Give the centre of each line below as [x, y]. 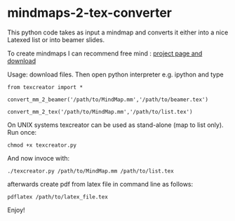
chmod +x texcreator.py [42, 145]
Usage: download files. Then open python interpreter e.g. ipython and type [115, 74]
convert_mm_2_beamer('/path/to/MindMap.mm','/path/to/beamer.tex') [108, 100]
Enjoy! [16, 210]
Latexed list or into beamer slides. [56, 39]
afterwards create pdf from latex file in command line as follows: [100, 184]
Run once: [22, 132]
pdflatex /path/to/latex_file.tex [58, 197]
